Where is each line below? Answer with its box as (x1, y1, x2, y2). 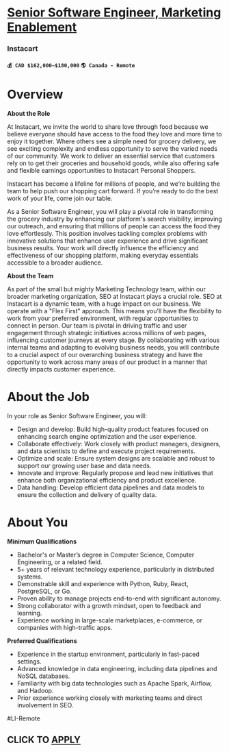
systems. (16, 572, 43, 581)
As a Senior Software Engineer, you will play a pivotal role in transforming (7, 207, 213, 215)
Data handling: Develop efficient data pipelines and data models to (16, 483, 205, 492)
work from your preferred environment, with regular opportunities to (7, 314, 199, 322)
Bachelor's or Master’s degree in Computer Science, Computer (16, 550, 195, 559)
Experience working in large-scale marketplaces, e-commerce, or (16, 616, 203, 624)
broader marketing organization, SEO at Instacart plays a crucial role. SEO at (7, 292, 222, 300)
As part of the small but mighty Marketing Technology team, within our (7, 284, 206, 293)
